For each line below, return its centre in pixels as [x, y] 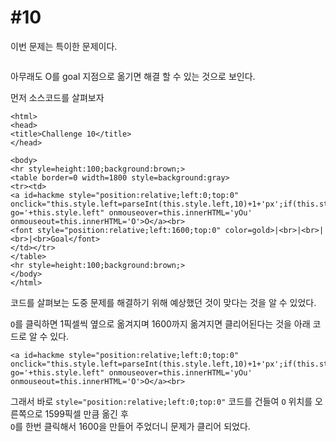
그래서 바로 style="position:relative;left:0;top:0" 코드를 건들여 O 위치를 [161, 401]
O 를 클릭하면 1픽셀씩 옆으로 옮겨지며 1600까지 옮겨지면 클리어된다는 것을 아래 [160, 323]
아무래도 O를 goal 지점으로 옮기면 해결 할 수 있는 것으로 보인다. [133, 76]
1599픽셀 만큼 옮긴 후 [86, 413]
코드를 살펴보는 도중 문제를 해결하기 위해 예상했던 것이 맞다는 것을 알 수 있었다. [163, 302]
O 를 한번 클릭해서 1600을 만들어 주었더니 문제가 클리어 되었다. [130, 426]
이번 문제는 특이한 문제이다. [64, 46]
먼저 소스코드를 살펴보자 [57, 97]
